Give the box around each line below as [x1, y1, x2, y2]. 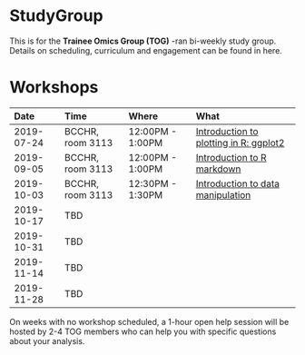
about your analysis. [9, 335, 85, 346]
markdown [195, 163, 241, 175]
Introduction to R [195, 151, 267, 163]
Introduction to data [195, 177, 280, 190]
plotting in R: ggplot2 [195, 136, 285, 149]
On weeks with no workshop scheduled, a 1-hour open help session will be [9, 316, 290, 327]
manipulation [195, 188, 251, 201]
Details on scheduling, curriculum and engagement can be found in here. [9, 44, 283, 55]
